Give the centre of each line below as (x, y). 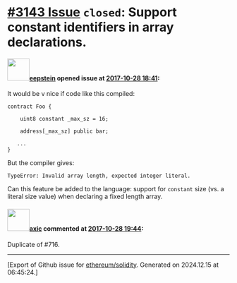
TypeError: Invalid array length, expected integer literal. (99, 176)
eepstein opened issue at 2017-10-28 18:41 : (95, 78)
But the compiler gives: (41, 163)
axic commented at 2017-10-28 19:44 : (86, 228)
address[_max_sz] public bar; (65, 131)
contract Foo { (30, 107)
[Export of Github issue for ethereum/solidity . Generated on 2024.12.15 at (113, 265)
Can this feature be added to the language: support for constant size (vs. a (116, 189)
